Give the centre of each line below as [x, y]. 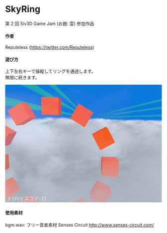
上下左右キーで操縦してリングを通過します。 [50, 71]
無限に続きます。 [22, 78]
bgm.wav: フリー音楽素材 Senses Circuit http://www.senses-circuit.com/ [80, 225]
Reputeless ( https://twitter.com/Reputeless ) [50, 47]
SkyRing [23, 9]
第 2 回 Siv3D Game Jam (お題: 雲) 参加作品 [50, 23]
